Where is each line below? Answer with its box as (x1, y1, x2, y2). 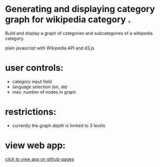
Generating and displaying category (5, 3, 156, 15)
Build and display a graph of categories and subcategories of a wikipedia (5, 30, 153, 36)
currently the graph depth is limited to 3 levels (12, 122, 106, 129)
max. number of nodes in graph (12, 89, 76, 95)
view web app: (5, 140, 66, 151)
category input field (12, 78, 53, 84)
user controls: (5, 63, 64, 73)
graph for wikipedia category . (5, 14, 131, 25)
